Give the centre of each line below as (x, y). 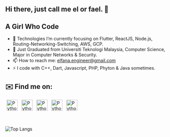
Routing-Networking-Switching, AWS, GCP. (58, 44)
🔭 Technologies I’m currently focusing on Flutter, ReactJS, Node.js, (82, 39)
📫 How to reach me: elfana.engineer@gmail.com (64, 61)
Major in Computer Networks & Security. (55, 55)
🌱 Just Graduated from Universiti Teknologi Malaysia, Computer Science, (89, 50)
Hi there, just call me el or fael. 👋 (57, 9)
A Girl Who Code (32, 27)
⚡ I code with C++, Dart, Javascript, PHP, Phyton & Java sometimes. (84, 68)
